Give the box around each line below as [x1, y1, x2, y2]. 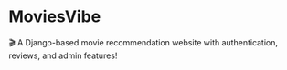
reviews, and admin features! [8, 50, 118, 61]
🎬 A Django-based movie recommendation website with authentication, [8, 36, 279, 47]
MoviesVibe [8, 6, 101, 27]
